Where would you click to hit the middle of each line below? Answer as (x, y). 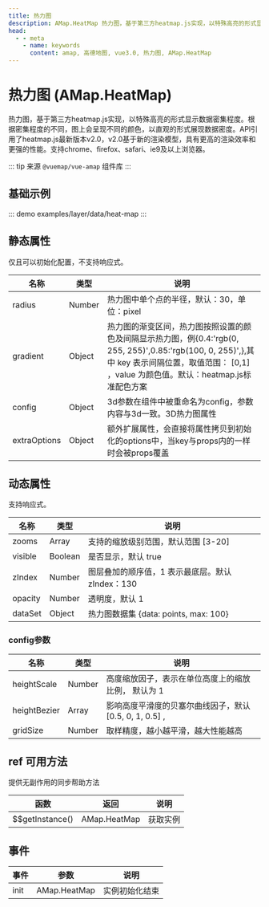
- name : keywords (52, 46)
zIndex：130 (112, 584)
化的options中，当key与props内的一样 (179, 441)
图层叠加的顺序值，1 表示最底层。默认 (160, 572)
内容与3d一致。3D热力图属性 (162, 413)
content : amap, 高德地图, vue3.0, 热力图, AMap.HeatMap (120, 53)
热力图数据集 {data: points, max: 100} (159, 614)
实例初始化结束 (131, 891)
